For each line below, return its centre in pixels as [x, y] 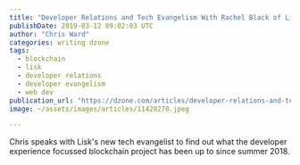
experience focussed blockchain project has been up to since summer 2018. [150, 152]
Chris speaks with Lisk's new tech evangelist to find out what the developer [148, 142]
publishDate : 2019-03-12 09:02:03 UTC [81, 26]
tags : [19, 51]
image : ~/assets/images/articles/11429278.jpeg [100, 109]
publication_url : [42, 100]
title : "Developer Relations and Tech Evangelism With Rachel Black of [145, 17]
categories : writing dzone [59, 42]
